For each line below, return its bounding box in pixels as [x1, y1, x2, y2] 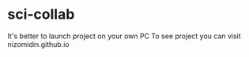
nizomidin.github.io [7, 39, 70, 48]
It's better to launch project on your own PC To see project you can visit [7, 31, 242, 41]
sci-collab [7, 5, 75, 23]
